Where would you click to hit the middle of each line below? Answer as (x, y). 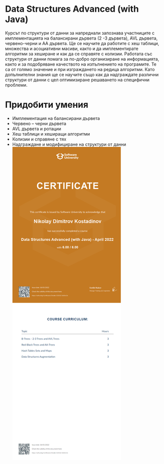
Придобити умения (47, 105)
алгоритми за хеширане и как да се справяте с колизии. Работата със (79, 54)
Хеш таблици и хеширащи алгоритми (51, 134)
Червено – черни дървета (39, 123)
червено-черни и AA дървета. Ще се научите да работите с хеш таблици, (82, 43)
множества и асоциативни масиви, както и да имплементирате (72, 48)
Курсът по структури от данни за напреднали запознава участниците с (80, 33)
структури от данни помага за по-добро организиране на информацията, (82, 59)
